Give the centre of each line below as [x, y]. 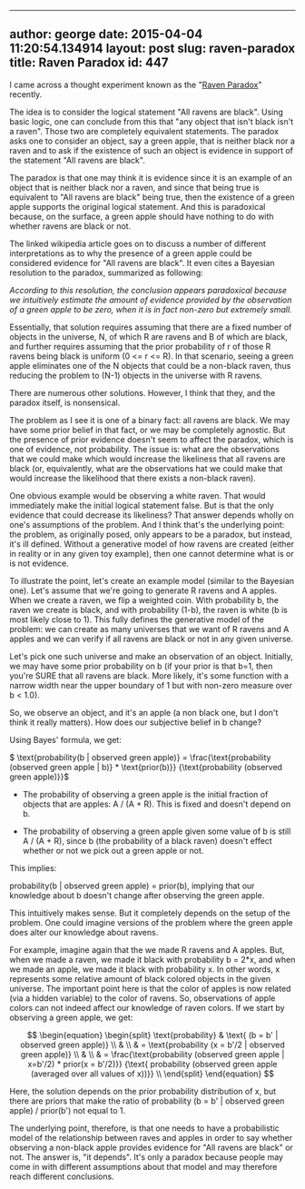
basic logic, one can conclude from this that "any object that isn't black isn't [152, 121]
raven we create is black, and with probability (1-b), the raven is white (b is [148, 609]
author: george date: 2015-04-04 [106, 34]
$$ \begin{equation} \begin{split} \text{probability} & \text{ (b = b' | [152, 1035]
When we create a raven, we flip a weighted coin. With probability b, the [144, 599]
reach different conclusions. [62, 1176]
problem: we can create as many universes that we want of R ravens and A [149, 629]
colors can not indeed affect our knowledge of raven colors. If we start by [147, 1007]
